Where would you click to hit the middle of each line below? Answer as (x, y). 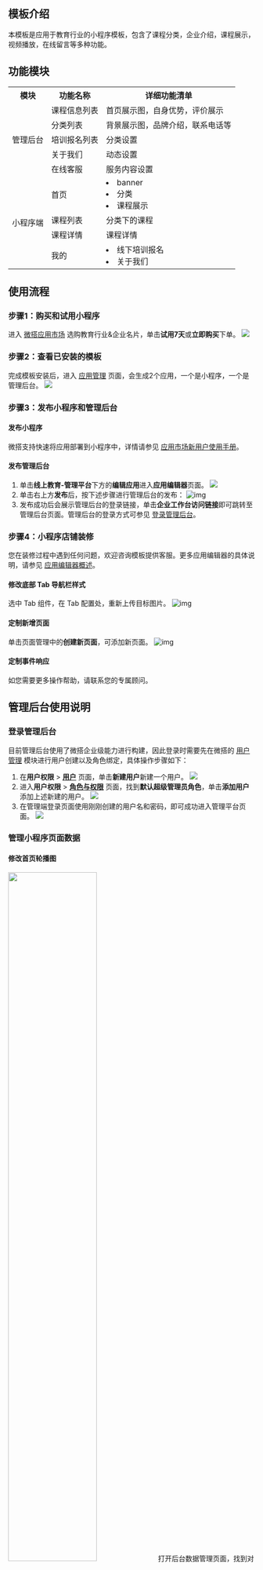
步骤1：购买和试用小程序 (54, 316)
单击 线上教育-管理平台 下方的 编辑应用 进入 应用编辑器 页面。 (114, 484)
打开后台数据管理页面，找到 (203, 1558)
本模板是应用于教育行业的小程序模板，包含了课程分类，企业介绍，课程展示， (131, 35)
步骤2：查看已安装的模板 (55, 357)
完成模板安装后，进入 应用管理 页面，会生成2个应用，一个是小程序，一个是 (129, 375)
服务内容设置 (130, 169)
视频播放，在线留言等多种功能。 (59, 44)
